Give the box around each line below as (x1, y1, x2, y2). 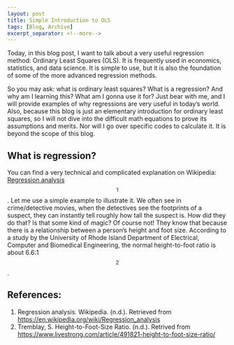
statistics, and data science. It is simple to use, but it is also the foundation (7, 64, 221, 72)
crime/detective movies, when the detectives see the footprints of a (7, 204, 203, 212)
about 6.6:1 (7, 248, 39, 257)
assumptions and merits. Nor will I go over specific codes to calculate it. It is (7, 122, 226, 130)
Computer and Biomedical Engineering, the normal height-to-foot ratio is (7, 241, 217, 249)
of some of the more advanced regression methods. (7, 71, 157, 80)
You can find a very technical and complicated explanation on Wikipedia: (7, 169, 217, 177)
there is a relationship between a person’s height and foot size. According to (7, 226, 227, 234)
